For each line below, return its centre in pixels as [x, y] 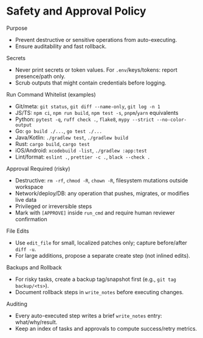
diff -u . [26, 249]
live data [26, 199]
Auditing [17, 304]
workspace [29, 187]
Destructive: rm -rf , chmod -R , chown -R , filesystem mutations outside [101, 180]
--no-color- [172, 120]
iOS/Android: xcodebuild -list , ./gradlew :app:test [81, 150]
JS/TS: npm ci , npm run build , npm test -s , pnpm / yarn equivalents [97, 112]
